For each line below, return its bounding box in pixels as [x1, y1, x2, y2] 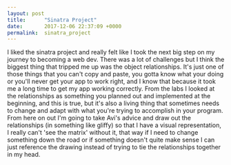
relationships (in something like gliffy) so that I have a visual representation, [7, 121, 222, 129]
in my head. [7, 151, 41, 159]
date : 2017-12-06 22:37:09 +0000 [7, 23, 122, 30]
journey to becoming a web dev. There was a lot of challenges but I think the [7, 56, 225, 64]
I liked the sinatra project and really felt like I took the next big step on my [7, 48, 215, 56]
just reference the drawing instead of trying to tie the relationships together [7, 143, 221, 151]
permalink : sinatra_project [7, 29, 91, 36]
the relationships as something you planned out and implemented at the [7, 92, 211, 100]
